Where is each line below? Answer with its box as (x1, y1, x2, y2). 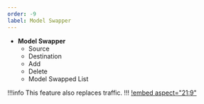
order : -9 (7, 10, 37, 18)
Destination (28, 51, 62, 61)
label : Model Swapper (7, 17, 72, 24)
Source (28, 44, 50, 53)
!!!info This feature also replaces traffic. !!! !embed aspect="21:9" (7, 88, 197, 97)
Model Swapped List (28, 74, 89, 83)
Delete (28, 67, 48, 76)
